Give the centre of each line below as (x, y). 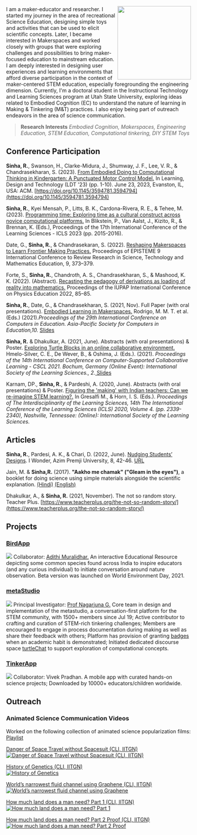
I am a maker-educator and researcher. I (55, 9)
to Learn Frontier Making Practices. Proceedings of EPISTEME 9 (83, 251)
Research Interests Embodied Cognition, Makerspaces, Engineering (103, 127)
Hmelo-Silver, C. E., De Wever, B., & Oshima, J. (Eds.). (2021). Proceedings (96, 354)
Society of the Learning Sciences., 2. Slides (59, 372)
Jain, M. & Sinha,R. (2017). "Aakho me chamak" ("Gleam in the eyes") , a (95, 472)
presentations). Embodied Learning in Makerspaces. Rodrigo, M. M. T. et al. (97, 311)
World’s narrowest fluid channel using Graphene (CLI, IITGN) (79, 784)
